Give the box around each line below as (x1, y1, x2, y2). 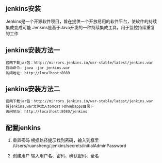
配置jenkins (5, 123, 41, 132)
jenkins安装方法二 (5, 85, 60, 93)
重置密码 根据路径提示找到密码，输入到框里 (12, 137, 99, 143)
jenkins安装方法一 (5, 46, 60, 54)
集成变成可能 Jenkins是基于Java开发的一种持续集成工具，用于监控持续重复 (5, 24, 155, 30)
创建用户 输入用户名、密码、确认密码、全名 (12, 153, 99, 159)
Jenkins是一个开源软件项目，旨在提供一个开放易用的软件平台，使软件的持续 (5, 18, 157, 24)
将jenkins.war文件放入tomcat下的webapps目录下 (5, 104, 94, 109)
